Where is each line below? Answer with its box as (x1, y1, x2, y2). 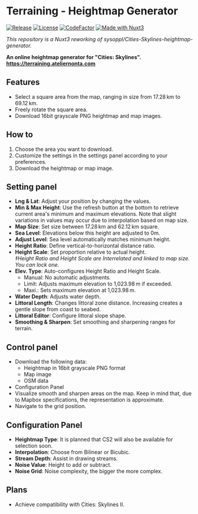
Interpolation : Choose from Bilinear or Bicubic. (14, 449, 131, 455)
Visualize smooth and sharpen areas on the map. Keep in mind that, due (14, 390, 192, 397)
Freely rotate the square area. (14, 106, 88, 113)
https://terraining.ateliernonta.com (6, 60, 96, 67)
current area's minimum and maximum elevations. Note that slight (14, 211, 177, 218)
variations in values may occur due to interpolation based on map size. (14, 217, 189, 224)
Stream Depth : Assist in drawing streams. (14, 455, 118, 462)
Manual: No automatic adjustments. (23, 274, 112, 281)
